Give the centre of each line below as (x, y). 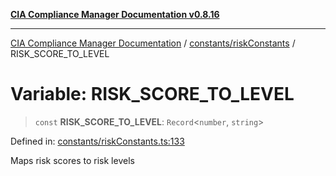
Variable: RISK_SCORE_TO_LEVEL (152, 94)
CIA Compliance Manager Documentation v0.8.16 (115, 14)
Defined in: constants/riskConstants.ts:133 (97, 141)
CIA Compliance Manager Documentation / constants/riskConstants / (153, 43)
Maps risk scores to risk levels (72, 160)
